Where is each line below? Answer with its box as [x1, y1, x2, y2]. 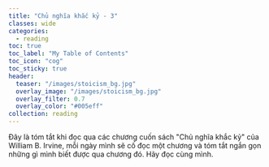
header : [8, 72, 35, 80]
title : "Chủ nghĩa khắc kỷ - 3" [8, 11, 118, 20]
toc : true [8, 42, 42, 50]
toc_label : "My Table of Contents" [8, 49, 129, 58]
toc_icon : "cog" [8, 58, 63, 66]
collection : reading [8, 110, 79, 118]
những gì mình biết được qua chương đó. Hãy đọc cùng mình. [8, 149, 214, 159]
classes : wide [8, 19, 57, 28]
